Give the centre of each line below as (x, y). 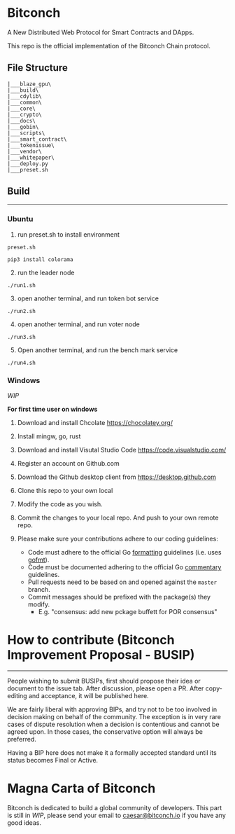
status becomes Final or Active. (53, 760)
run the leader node (46, 272)
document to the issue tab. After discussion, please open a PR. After (106, 688)
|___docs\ (22, 120)
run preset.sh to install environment (69, 234)
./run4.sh (22, 363)
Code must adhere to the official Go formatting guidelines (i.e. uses (124, 552)
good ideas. (24, 823)
